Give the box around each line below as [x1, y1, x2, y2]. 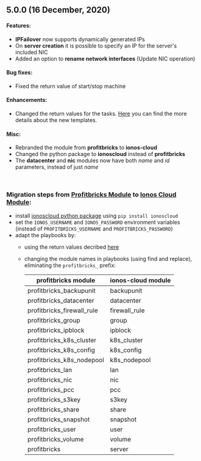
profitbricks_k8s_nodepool [27, 356, 105, 364]
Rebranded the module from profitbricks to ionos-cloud [15, 144, 157, 151]
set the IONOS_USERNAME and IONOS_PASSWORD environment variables [15, 218, 181, 226]
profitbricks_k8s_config [27, 346, 96, 354]
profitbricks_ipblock [27, 326, 85, 334]
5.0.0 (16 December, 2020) [6, 5, 111, 15]
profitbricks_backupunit [27, 286, 96, 295]
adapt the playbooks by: [15, 231, 76, 238]
